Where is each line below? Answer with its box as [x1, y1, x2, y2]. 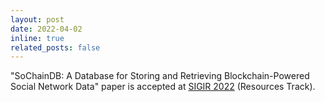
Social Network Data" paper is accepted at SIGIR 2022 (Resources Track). [10, 81, 316, 93]
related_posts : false [10, 42, 101, 53]
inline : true [10, 33, 65, 43]
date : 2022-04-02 [10, 24, 83, 34]
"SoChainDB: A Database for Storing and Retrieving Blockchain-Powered [10, 70, 310, 82]
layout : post [10, 14, 65, 25]
